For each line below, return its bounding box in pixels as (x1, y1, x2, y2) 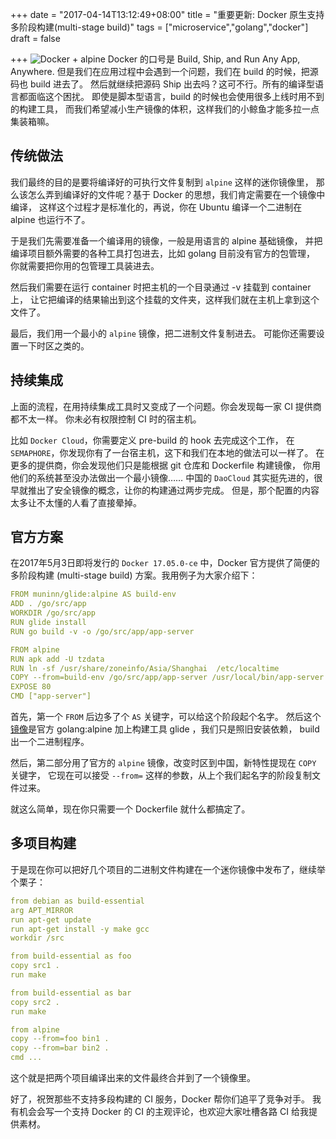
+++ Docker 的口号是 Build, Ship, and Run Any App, (10, 53, 301, 65)
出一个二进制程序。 (10, 736, 90, 748)
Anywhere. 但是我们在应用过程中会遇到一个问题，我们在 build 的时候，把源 (10, 66, 319, 77)
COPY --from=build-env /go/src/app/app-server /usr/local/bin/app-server (10, 673, 325, 683)
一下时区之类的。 (18, 339, 90, 352)
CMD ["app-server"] (10, 691, 92, 702)
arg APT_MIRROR (10, 905, 74, 915)
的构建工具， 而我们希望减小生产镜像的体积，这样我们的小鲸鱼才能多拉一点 (10, 103, 320, 115)
